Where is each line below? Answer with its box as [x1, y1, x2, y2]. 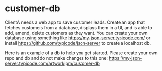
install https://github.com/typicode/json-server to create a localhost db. [5, 40, 151, 46]
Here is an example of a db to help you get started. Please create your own [5, 50, 158, 56]
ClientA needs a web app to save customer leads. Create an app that [5, 19, 145, 25]
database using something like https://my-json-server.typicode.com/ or [5, 35, 151, 41]
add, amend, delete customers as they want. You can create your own [5, 30, 148, 35]
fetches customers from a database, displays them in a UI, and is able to [5, 24, 152, 30]
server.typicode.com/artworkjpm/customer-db [5, 60, 100, 66]
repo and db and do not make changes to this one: [5, 55, 108, 61]
